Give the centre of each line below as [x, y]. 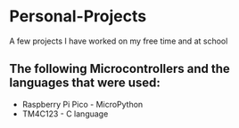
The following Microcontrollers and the [119, 69]
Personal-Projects [78, 16]
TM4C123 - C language [65, 114]
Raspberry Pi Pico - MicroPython [82, 104]
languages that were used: [85, 83]
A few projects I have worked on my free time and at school [119, 41]
